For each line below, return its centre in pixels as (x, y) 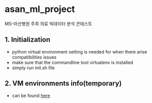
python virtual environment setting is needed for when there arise (79, 51)
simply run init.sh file (33, 67)
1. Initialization (27, 40)
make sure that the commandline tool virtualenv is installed (72, 62)
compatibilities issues (34, 57)
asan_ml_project (40, 9)
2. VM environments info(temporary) (63, 83)
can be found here (31, 95)
